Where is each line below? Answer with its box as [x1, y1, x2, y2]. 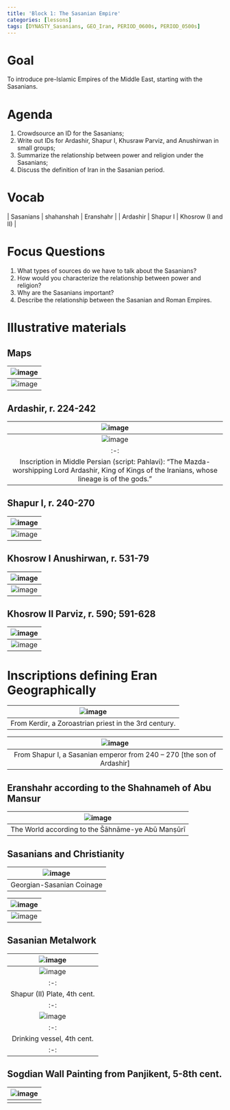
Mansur [7, 792, 41, 804]
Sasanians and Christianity [7, 848, 125, 860]
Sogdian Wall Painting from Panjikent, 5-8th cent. [7, 1068, 222, 1080]
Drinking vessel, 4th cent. [11, 1034, 94, 1043]
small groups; [16, 144, 56, 152]
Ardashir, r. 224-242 [7, 403, 96, 414]
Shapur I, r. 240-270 [7, 498, 95, 509]
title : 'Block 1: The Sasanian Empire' [7, 10, 121, 17]
